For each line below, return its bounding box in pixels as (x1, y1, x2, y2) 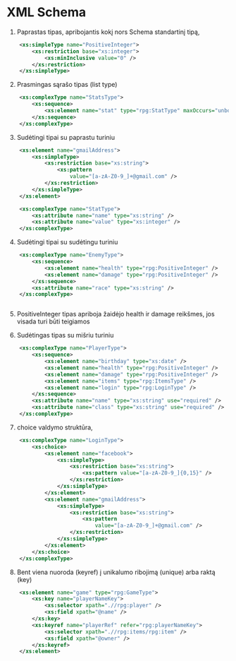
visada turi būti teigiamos (16, 317, 90, 326)
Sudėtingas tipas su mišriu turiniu (16, 331, 114, 340)
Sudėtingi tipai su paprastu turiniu (16, 133, 116, 141)
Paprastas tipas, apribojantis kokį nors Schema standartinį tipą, (16, 28, 200, 36)
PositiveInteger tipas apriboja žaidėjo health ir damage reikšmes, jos (16, 310, 216, 318)
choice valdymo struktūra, (16, 423, 93, 431)
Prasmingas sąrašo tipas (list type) (16, 81, 118, 89)
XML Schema (6, 4, 86, 20)
